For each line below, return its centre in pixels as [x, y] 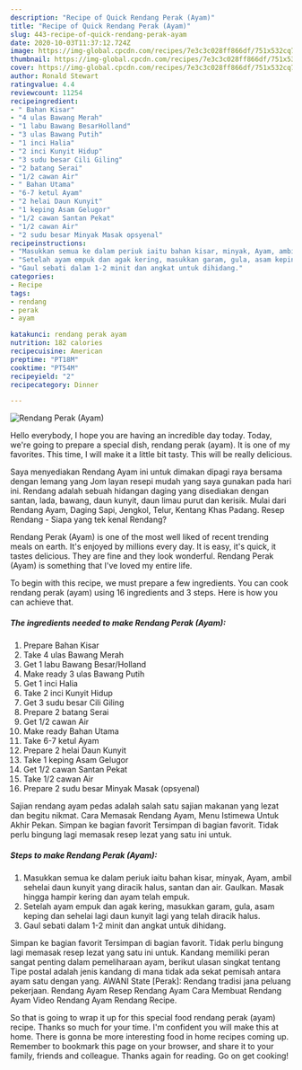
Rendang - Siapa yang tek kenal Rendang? [88, 520]
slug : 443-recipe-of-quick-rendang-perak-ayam [99, 34]
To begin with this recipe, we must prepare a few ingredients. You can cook [150, 583]
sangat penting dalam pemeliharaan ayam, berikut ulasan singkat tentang [145, 962]
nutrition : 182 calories [56, 343]
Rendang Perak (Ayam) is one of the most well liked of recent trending [139, 537]
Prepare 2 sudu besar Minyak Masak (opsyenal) [112, 789]
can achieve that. [42, 602]
